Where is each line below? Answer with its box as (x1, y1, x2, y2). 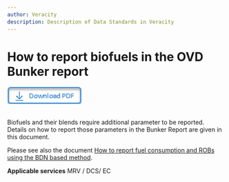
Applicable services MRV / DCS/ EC (7, 167, 112, 175)
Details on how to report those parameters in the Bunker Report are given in (7, 125, 222, 134)
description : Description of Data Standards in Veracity (7, 18, 175, 26)
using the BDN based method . (7, 154, 93, 162)
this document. (7, 133, 50, 141)
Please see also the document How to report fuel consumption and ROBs (7, 146, 215, 154)
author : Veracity (7, 11, 57, 18)
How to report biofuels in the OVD (7, 49, 203, 65)
